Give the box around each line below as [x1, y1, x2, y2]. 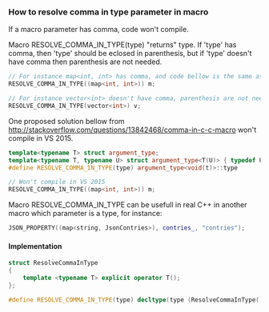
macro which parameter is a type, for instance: [8, 209, 163, 218]
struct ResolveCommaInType [8, 259, 98, 267]
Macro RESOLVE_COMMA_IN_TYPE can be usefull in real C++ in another [8, 200, 247, 210]
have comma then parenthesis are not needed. [8, 57, 163, 66]
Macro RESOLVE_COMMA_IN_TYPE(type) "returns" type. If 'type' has [8, 40, 237, 50]
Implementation [8, 241, 62, 250]
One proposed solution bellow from [8, 116, 126, 126]
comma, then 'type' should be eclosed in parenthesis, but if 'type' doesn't [8, 49, 252, 58]
